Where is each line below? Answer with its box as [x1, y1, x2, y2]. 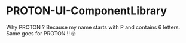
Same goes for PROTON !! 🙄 [6, 29, 76, 37]
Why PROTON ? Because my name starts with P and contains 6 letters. [6, 24, 181, 31]
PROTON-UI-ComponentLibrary [6, 4, 167, 18]
